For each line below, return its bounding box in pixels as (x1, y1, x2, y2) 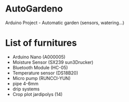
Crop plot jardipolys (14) (12, 91, 63, 97)
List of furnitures (5, 37, 77, 49)
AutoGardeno (5, 3, 63, 15)
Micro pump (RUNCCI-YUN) (12, 75, 71, 81)
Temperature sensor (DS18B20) (12, 70, 79, 76)
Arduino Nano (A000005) (12, 54, 66, 60)
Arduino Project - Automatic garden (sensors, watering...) (5, 20, 124, 26)
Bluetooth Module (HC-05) (12, 64, 68, 70)
